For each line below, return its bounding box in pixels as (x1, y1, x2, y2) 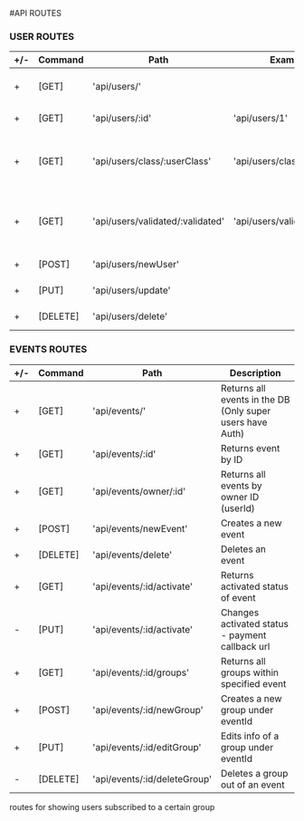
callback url (220, 640, 271, 652)
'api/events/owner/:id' (92, 485, 186, 497)
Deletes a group (220, 767, 289, 779)
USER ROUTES (9, 30, 75, 43)
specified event (220, 677, 287, 690)
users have (220, 416, 268, 429)
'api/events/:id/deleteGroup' (92, 772, 213, 785)
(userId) (220, 502, 255, 515)
